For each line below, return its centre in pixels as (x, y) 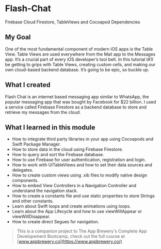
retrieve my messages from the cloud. (43, 112)
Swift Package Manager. (36, 144)
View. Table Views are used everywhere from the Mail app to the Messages (80, 54)
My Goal (18, 37)
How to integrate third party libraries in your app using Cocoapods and (83, 139)
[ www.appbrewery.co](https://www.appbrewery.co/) (69, 242)
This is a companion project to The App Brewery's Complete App (82, 231)
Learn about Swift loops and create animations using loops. (71, 206)
